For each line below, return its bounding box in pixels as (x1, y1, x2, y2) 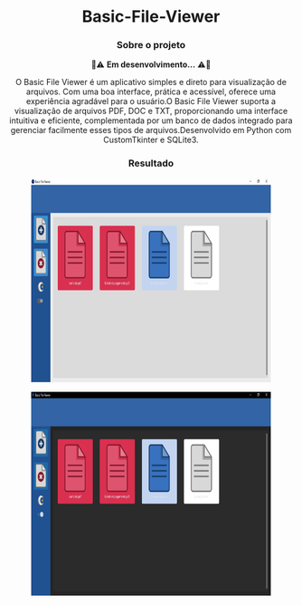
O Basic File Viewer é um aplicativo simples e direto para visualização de (15, 77, 287, 88)
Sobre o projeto (116, 39, 186, 52)
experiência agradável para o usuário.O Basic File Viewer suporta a (25, 96, 277, 107)
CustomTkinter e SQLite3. (102, 134, 200, 146)
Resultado (127, 157, 175, 169)
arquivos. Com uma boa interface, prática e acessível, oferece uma (25, 86, 277, 97)
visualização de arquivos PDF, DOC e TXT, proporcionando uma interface (14, 106, 288, 117)
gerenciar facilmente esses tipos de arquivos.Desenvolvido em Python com (10, 125, 292, 136)
